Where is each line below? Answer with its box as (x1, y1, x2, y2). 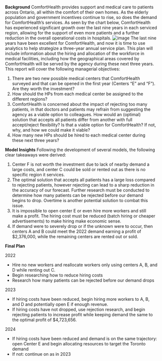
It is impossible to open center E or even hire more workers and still (12, 208, 147, 213)
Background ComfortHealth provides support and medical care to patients (5, 4, 154, 10)
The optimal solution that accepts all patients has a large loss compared (12, 177, 156, 183)
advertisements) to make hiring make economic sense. (12, 218, 122, 224)
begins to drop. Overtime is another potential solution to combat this (12, 198, 148, 203)
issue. (12, 203, 24, 208)
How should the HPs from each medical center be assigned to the (12, 91, 144, 97)
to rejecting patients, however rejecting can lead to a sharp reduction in (12, 182, 155, 188)
